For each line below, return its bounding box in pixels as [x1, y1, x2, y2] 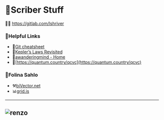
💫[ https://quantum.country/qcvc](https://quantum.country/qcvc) [12, 60, 142, 65]
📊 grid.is [12, 88, 29, 94]
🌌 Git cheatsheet [12, 44, 45, 50]
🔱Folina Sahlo [5, 72, 38, 79]
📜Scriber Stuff [5, 4, 64, 16]
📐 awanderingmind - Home [12, 54, 65, 60]
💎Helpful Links [5, 33, 41, 40]
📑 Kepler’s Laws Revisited [12, 49, 62, 55]
